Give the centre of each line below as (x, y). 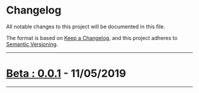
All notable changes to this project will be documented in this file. (86, 26)
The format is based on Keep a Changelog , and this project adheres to (92, 38)
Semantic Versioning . (32, 44)
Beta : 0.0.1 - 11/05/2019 (66, 74)
